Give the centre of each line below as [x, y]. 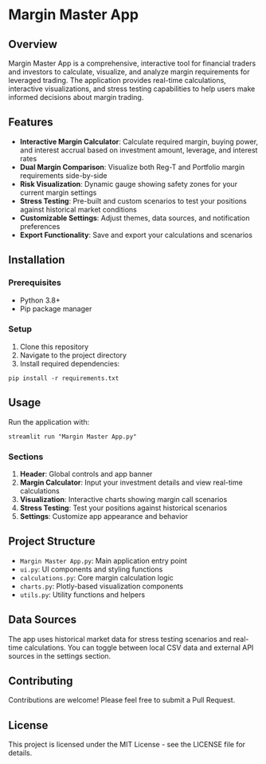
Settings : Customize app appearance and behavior [104, 516]
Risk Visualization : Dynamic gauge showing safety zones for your [128, 184]
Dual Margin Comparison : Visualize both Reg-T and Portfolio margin [132, 167]
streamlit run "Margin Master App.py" [72, 437]
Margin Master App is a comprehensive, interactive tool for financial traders [132, 63]
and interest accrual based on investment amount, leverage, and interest [139, 150]
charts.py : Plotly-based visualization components [102, 586]
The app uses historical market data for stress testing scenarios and [120, 639]
